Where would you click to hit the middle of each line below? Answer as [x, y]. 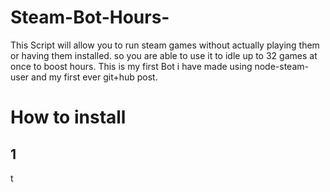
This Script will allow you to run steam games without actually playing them [165, 45]
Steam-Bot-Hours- [90, 17]
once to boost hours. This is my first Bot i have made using [131, 66]
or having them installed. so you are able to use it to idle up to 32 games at [164, 55]
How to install [68, 117]
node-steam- [281, 66]
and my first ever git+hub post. [94, 77]
